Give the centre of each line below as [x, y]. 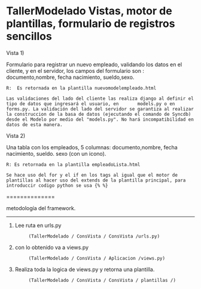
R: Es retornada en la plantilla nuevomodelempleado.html [81, 88]
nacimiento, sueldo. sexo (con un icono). [56, 153]
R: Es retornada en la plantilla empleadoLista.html [73, 165]
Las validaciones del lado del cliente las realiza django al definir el [100, 99]
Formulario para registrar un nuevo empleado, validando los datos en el [94, 64]
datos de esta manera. [34, 124]
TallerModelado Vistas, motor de [89, 11]
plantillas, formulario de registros [91, 24]
